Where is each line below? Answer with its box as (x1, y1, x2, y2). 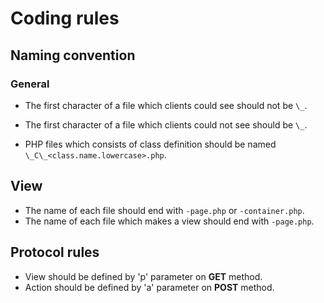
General (10, 77, 50, 91)
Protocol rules (10, 244, 100, 261)
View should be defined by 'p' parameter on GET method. (24, 270, 263, 282)
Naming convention (10, 47, 136, 64)
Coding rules (10, 7, 120, 30)
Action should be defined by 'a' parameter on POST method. (24, 281, 275, 293)
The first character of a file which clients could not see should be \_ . (24, 118, 308, 131)
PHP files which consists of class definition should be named (24, 138, 277, 150)
